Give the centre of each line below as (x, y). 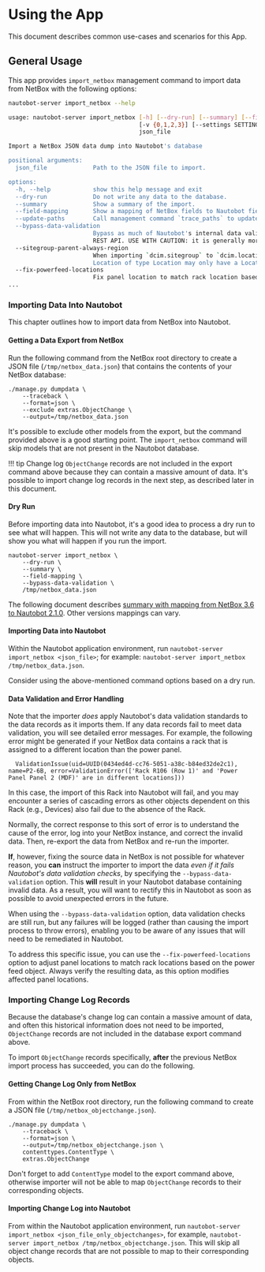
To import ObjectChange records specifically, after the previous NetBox (123, 1057)
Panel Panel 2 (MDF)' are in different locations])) (97, 778)
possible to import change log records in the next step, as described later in (131, 480)
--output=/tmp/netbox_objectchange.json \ (93, 1145)
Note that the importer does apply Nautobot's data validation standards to (128, 716)
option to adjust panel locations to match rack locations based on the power (132, 963)
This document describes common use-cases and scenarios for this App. (127, 36)
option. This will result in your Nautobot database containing (144, 882)
